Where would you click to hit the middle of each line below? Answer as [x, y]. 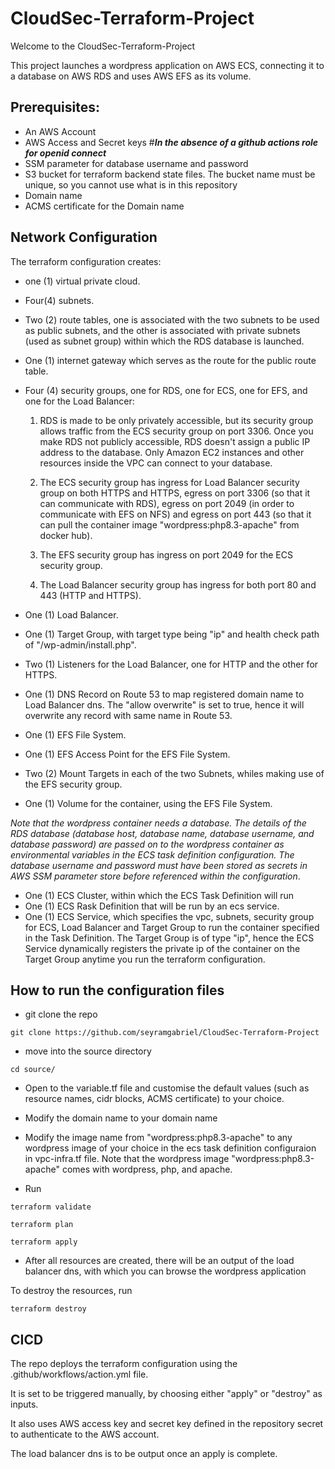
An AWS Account [60, 131]
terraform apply [44, 1242]
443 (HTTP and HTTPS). [90, 595]
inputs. [24, 1404]
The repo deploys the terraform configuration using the [124, 1364]
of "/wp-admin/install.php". [80, 644]
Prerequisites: [55, 107]
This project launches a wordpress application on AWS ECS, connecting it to [167, 65]
